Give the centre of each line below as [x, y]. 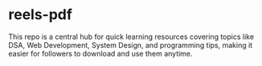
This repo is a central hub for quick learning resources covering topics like [131, 37]
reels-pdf [40, 15]
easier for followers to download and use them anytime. [100, 53]
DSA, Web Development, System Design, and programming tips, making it [131, 45]
